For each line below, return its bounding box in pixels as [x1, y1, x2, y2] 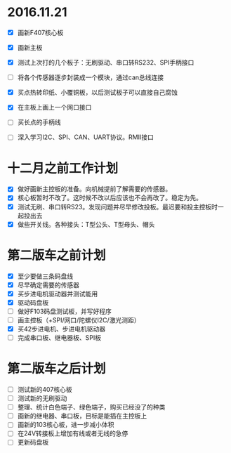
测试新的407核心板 [17, 386, 72, 393]
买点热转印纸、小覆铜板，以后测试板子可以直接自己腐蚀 [17, 88, 178, 97]
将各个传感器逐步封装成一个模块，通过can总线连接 [17, 73, 164, 81]
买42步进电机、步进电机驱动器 [17, 324, 106, 333]
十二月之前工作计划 [7, 160, 119, 176]
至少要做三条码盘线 [17, 272, 74, 280]
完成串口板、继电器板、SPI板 [17, 334, 102, 341]
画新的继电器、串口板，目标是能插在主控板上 [17, 412, 147, 420]
